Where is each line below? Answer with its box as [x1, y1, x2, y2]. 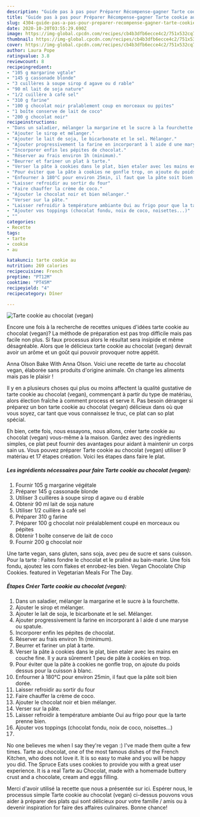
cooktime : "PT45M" [7, 279, 52, 286]
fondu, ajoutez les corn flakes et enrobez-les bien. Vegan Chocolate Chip [7, 563, 186, 570]
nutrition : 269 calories [7, 263, 68, 269]
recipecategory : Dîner [7, 290, 63, 296]
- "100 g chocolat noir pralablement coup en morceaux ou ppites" [7, 102, 174, 109]
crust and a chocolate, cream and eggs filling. [7, 774, 119, 781]
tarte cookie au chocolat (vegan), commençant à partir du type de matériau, [7, 391, 192, 398]
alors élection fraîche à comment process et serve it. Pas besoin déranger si [7, 397, 193, 405]
